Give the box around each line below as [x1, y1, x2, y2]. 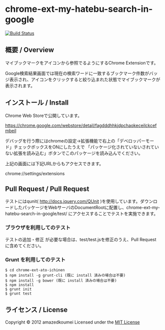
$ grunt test [5, 291, 32, 296]
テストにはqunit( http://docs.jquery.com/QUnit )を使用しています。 [5, 198, 140, 204]
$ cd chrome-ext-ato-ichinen [5, 267, 65, 272]
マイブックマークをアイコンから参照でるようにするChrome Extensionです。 [5, 60, 159, 66]
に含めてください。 [5, 243, 44, 249]
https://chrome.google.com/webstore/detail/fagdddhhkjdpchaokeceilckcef [5, 122, 157, 128]
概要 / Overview [5, 46, 54, 54]
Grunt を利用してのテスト [5, 256, 66, 263]
